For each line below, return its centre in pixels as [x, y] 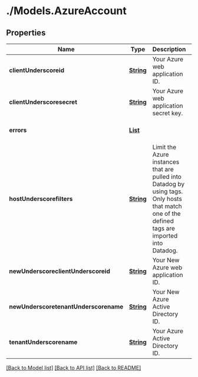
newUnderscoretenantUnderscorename [66, 307]
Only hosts [167, 199]
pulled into [167, 177]
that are [163, 169]
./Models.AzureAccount [66, 11]
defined [163, 221]
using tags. [168, 191]
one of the [166, 214]
